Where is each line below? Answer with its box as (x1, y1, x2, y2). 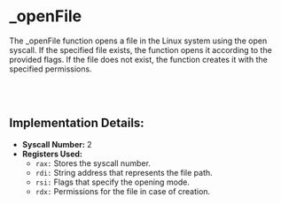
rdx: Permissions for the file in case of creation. (35, 185, 211, 196)
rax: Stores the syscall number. (35, 157, 151, 169)
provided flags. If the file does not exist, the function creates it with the (9, 54, 268, 64)
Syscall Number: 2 (21, 139, 92, 149)
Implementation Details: (9, 116, 144, 131)
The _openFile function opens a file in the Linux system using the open (9, 35, 268, 46)
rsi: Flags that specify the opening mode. (35, 177, 191, 187)
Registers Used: (21, 148, 82, 159)
